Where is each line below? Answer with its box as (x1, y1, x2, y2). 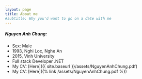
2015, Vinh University (12, 53, 55, 59)
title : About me (5, 12, 38, 16)
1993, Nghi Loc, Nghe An (12, 48, 62, 54)
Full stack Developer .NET (12, 58, 64, 64)
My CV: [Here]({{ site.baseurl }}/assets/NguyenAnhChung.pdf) (12, 64, 138, 69)
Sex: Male (12, 43, 32, 49)
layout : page (5, 7, 32, 12)
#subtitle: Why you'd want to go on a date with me (5, 16, 111, 21)
